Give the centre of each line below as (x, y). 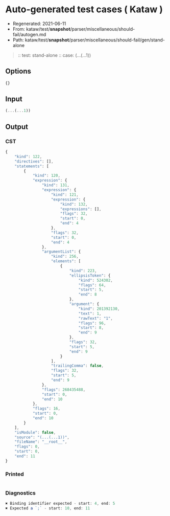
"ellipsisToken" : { (90, 275)
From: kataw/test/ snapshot (41, 29)
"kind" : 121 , (65, 195)
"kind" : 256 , (65, 257)
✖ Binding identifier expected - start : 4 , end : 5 (60, 504)
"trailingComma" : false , (77, 366)
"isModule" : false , (35, 432)
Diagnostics (20, 493)
